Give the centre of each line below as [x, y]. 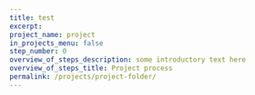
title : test [32, 18]
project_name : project [52, 34]
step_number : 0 [38, 52]
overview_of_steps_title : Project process [91, 69]
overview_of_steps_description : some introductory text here [128, 60]
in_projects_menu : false [56, 43]
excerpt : [26, 26]
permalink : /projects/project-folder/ [83, 77]
